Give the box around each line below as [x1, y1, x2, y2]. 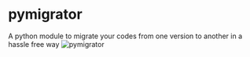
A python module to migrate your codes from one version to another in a [8, 31, 243, 41]
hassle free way [8, 39, 60, 48]
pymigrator [8, 5, 83, 23]
